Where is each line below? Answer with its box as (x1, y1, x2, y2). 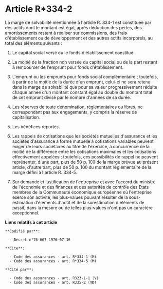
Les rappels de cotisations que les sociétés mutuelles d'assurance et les (12, 133, 158, 139)
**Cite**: (5, 246, 25, 250)
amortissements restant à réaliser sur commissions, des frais (5, 30, 127, 36)
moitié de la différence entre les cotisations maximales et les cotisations (12, 149, 157, 154)
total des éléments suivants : (5, 40, 62, 46)
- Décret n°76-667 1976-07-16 (9, 237, 71, 242)
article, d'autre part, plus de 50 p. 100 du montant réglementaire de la (12, 164, 152, 170)
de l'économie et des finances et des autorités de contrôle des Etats (12, 184, 149, 190)
